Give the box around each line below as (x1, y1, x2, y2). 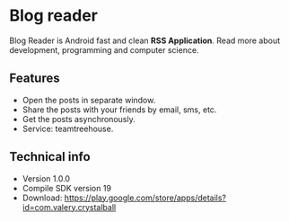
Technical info (9, 149, 92, 164)
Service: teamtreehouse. (22, 123, 114, 134)
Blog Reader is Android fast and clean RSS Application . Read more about (9, 35, 281, 46)
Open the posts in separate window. (22, 94, 156, 105)
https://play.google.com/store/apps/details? (64, 192, 227, 203)
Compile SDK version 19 (22, 182, 112, 193)
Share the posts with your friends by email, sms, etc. (22, 104, 217, 115)
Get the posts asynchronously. (22, 113, 136, 124)
